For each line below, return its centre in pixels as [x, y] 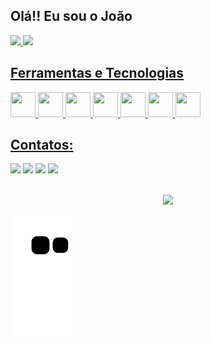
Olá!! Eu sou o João [71, 16]
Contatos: [42, 145]
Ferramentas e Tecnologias [97, 73]
